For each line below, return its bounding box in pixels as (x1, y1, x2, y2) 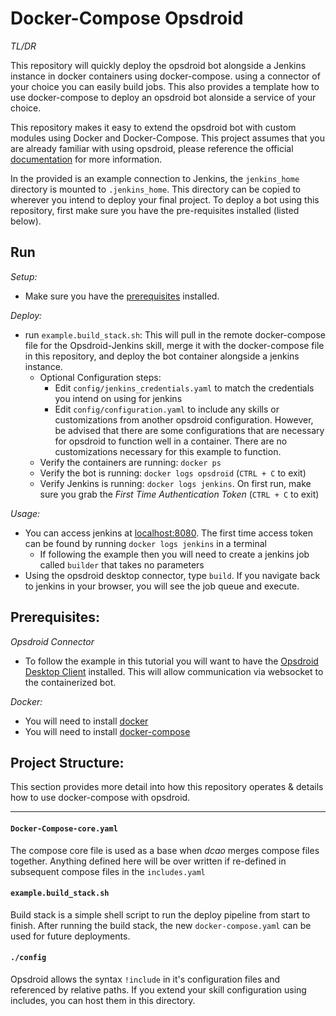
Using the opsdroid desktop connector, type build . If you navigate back (24, 569, 321, 581)
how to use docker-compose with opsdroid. (10, 792, 191, 804)
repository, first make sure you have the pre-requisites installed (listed (10, 204, 300, 216)
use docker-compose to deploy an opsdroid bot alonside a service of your (10, 91, 317, 103)
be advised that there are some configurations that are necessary (54, 424, 325, 436)
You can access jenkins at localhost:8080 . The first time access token (24, 527, 313, 539)
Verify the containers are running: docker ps (39, 456, 222, 468)
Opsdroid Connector (10, 635, 95, 647)
